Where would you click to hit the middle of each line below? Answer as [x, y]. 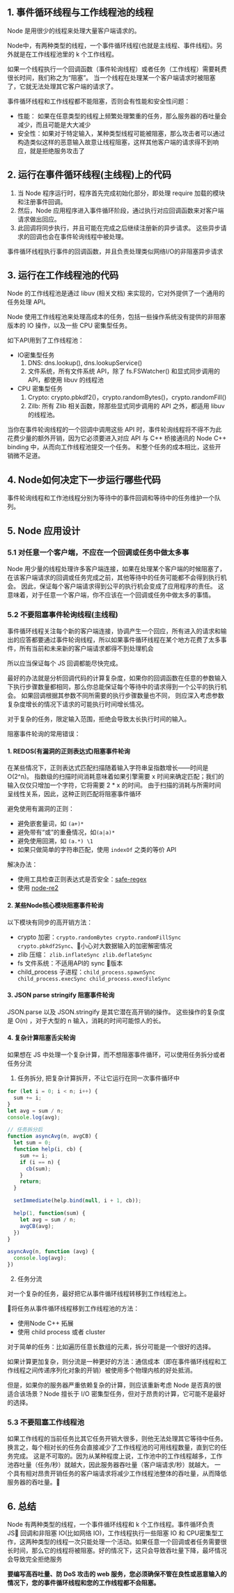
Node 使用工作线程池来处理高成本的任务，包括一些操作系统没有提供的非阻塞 [117, 317]
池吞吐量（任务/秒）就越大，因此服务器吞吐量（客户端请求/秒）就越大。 [110, 1465]
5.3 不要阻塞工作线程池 [46, 1422]
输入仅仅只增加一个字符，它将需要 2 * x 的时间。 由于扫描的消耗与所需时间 [114, 785]
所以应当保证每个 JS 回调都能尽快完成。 [64, 663]
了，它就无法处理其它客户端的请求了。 [62, 86]
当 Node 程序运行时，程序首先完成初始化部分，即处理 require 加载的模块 [121, 193]
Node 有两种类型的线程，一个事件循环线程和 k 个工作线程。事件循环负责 [111, 1525]
